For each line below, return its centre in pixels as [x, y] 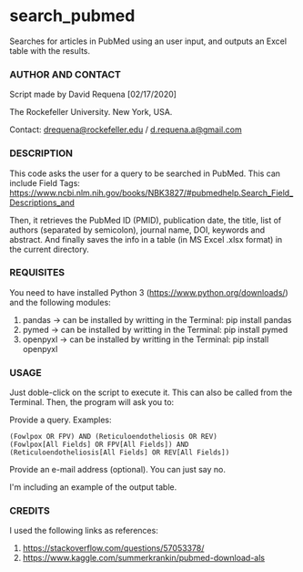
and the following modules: [60, 302]
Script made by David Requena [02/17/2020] [93, 94]
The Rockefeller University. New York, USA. [91, 112]
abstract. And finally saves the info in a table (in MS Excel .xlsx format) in [146, 239]
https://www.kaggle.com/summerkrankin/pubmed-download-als [144, 558]
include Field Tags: [45, 182]
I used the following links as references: [84, 531]
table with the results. [50, 50]
